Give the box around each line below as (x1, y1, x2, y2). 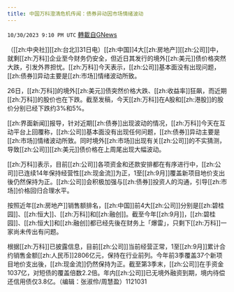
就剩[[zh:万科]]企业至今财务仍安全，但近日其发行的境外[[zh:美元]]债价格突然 (7, 54, 226, 62)
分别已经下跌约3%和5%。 (13, 104, 89, 112)
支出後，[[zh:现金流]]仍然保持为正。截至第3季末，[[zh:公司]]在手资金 (25, 260, 224, 268)
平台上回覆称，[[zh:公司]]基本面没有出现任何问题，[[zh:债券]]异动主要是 (13, 127, 220, 136)
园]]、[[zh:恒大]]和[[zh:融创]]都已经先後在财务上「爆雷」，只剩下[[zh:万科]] (7, 218, 221, 227)
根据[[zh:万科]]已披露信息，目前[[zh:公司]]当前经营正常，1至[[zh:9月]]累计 (7, 242, 220, 251)
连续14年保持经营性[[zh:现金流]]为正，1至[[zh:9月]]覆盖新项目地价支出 (24, 169, 226, 177)
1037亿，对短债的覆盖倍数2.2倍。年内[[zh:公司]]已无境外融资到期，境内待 (7, 268, 219, 277)
